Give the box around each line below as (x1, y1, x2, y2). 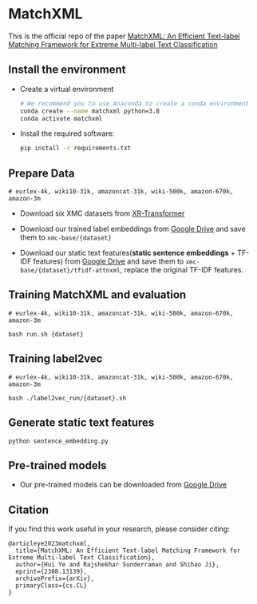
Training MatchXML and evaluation (8, 288, 187, 302)
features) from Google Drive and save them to (33, 256, 184, 266)
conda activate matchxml (19, 114, 103, 122)
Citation (8, 503, 49, 516)
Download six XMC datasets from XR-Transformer (19, 209, 185, 218)
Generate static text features (8, 416, 155, 430)
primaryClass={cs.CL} (15, 582, 88, 590)
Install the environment (8, 63, 126, 77)
